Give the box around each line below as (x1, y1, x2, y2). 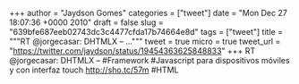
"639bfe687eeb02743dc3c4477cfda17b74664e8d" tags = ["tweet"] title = (9, 27, 284, 37)
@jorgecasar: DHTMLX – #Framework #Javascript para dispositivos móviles (9, 55, 290, 65)
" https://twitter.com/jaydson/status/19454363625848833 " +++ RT (9, 46, 256, 56)
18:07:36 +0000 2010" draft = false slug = (9, 17, 164, 28)
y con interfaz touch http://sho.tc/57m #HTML (9, 64, 179, 75)
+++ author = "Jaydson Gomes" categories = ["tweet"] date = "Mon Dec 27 (9, 8, 288, 18)
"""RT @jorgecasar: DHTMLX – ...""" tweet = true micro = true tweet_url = (9, 36, 281, 46)
